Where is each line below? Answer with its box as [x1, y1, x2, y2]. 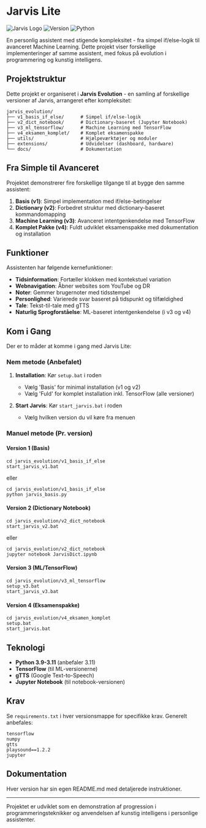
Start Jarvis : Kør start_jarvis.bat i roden [15, 402, 123, 409]
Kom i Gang [6, 326, 51, 337]
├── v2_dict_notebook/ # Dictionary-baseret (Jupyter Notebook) [6, 119, 188, 125]
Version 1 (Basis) [6, 445, 50, 451]
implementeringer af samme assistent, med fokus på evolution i [6, 49, 167, 56]
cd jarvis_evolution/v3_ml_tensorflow [6, 578, 105, 584]
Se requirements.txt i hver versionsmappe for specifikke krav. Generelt [6, 712, 188, 719]
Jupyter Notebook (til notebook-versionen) [15, 678, 126, 686]
